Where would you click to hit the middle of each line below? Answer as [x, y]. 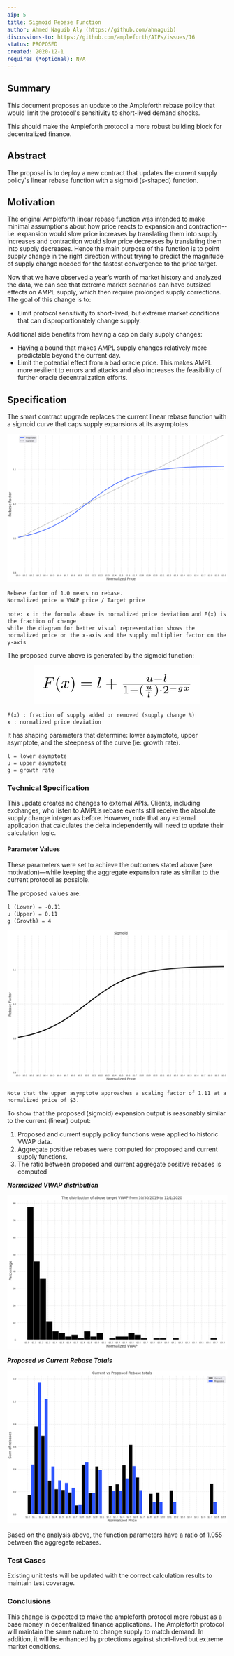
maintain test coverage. [41, 1583]
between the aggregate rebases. [54, 1542]
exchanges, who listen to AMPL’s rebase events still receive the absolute [111, 810]
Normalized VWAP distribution [53, 1186]
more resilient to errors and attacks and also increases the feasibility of [119, 370]
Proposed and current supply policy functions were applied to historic [118, 1134]
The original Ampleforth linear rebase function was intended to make [106, 219]
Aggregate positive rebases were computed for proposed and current [117, 1149]
